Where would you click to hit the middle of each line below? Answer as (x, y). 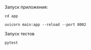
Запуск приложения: (26, 7)
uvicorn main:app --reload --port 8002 (45, 25)
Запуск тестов (20, 34)
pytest (11, 43)
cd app (11, 16)
